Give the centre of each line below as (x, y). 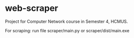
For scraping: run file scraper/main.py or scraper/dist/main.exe (67, 30)
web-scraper (32, 8)
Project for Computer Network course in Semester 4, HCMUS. (67, 21)
